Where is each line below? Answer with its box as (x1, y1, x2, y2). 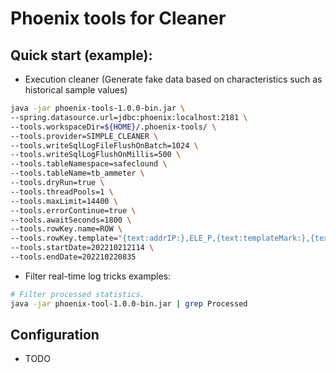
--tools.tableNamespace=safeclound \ (10, 159, 168, 169)
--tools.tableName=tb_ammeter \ (10, 168, 145, 179)
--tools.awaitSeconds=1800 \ (10, 215, 132, 225)
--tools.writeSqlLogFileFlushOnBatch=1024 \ (10, 140, 199, 151)
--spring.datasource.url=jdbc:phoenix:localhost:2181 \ (10, 112, 248, 122)
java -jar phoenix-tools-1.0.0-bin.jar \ (10, 103, 186, 113)
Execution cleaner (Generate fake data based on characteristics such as (24, 73, 323, 85)
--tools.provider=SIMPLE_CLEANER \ (10, 131, 159, 141)
